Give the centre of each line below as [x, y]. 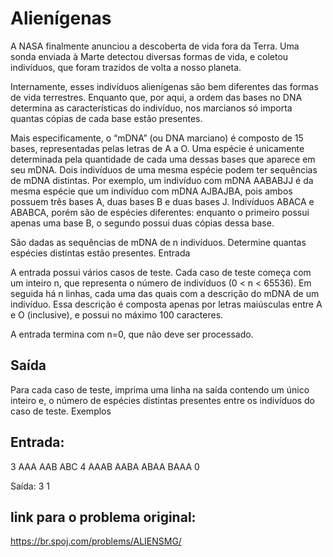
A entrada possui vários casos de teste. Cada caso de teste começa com [161, 272]
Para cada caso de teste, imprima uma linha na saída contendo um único [160, 389]
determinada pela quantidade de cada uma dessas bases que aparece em [163, 159]
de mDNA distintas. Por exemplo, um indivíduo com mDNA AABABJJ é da [162, 180]
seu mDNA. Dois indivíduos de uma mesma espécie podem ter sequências [164, 169]
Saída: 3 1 [30, 486]
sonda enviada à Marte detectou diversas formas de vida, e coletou [149, 56]
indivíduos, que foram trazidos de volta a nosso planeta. [126, 67]
